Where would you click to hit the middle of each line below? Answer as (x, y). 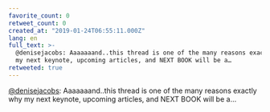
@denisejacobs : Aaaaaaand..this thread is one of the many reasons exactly (133, 90)
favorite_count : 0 (39, 16)
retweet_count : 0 (37, 23)
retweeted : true (35, 68)
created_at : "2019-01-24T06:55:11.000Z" (77, 30)
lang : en (23, 38)
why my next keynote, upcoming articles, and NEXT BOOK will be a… (123, 99)
